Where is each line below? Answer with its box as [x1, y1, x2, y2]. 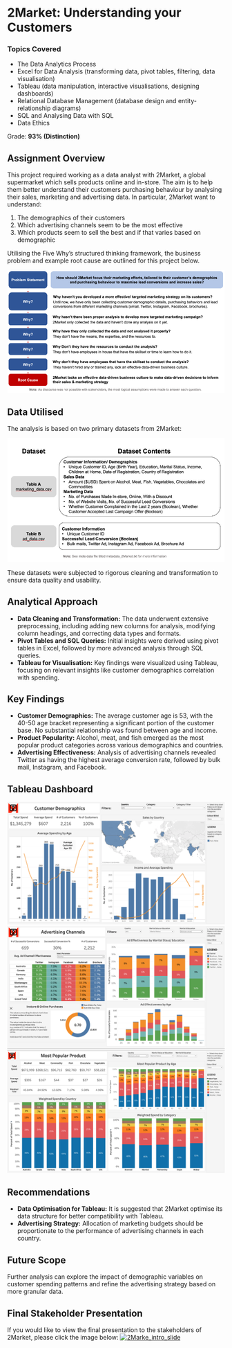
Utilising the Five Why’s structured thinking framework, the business [7, 249, 202, 258]
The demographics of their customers [17, 213, 126, 222]
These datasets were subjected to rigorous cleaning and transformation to [7, 568, 219, 576]
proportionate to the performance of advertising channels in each [17, 1227, 204, 1235]
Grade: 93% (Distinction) [7, 132, 81, 141]
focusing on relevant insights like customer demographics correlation [17, 666, 215, 674]
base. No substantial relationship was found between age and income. [17, 726, 217, 735]
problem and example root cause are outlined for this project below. [7, 256, 200, 265]
